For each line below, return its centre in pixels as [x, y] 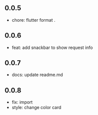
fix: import [22, 102]
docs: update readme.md [37, 75]
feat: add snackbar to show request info [52, 47]
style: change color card [36, 108]
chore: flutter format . [33, 20]
